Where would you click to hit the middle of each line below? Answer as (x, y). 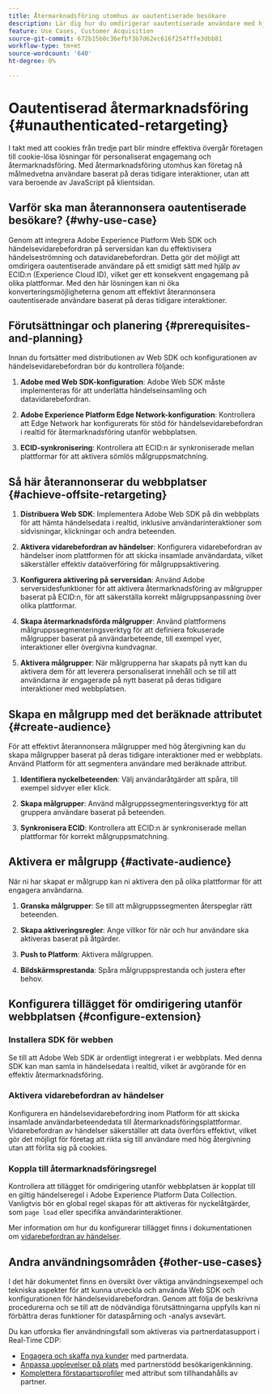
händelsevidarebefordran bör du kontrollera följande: (96, 366)
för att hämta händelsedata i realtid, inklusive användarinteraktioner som (140, 522)
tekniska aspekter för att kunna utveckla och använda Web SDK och (122, 1290)
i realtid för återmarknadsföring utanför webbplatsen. (108, 432)
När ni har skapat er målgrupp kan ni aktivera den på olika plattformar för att (135, 881)
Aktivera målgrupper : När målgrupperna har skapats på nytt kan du (134, 663)
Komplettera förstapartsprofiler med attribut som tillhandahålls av (129, 1373)
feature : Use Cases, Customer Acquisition (81, 31)
